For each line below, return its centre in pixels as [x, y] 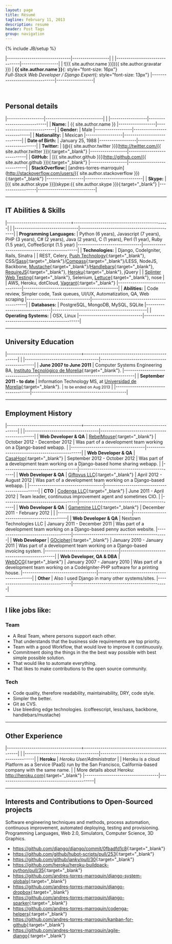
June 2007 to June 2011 [65, 365]
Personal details [31, 106]
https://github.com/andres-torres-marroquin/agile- [66, 930]
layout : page [19, 10]
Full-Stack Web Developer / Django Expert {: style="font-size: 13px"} [77, 75]
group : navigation [25, 34]
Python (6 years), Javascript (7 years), [120, 233]
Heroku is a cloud [141, 759]
